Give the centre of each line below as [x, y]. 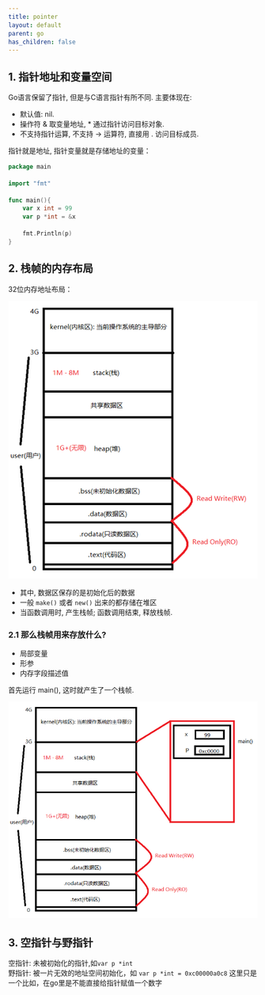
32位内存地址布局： [40, 289]
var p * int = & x [49, 217]
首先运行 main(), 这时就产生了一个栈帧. [71, 690]
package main [30, 167]
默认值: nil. [37, 114]
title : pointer [33, 17]
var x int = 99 [47, 209]
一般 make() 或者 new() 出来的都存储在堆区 [88, 602]
